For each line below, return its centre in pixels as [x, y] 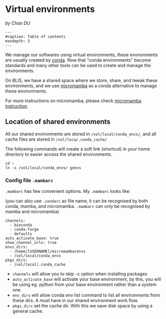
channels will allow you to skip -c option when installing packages [80, 274]
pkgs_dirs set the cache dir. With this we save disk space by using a [83, 306]
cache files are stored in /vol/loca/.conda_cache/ [56, 139]
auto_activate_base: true [32, 238]
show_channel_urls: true [31, 243]
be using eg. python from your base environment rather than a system [84, 284]
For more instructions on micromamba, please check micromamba [73, 101]
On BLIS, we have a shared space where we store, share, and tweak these [82, 80]
